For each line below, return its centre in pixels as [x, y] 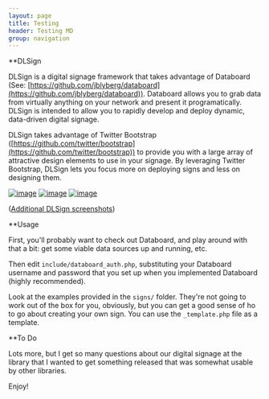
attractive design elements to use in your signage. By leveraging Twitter [127, 161]
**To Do [23, 338]
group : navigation [39, 38]
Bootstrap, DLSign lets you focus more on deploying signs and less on [124, 169]
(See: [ [19, 85]
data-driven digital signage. [54, 119]
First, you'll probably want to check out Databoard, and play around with [128, 240]
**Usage [24, 224]
